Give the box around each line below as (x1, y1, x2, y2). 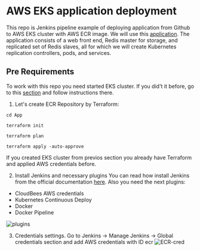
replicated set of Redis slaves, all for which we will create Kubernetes (6, 43, 177, 50)
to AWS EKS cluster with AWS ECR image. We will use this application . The (6, 30, 190, 37)
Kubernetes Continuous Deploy (14, 196, 93, 203)
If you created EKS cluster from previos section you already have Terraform (6, 154, 192, 161)
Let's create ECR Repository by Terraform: (14, 100, 119, 108)
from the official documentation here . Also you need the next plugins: (14, 178, 186, 185)
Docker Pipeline (14, 209, 54, 216)
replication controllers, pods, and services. (6, 49, 112, 56)
